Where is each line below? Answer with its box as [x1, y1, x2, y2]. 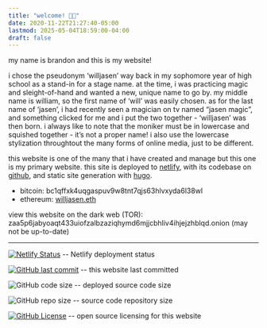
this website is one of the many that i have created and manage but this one [8, 154, 257, 164]
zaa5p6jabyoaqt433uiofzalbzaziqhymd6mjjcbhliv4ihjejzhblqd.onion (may [8, 218, 249, 228]
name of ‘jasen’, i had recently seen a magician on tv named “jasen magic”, [8, 105, 253, 114]
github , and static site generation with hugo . [8, 171, 153, 180]
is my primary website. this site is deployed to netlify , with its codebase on [8, 162, 252, 172]
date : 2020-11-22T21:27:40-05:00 [8, 19, 119, 27]
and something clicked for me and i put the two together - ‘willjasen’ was [8, 113, 246, 123]
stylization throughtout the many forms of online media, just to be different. [8, 138, 254, 148]
